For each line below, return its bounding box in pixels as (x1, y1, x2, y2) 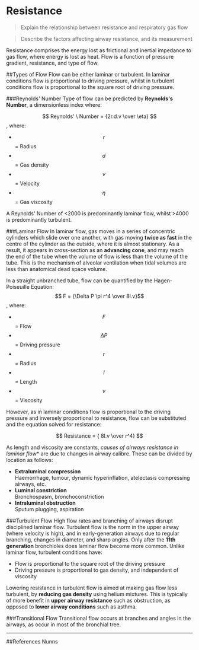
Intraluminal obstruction (14, 499, 76, 506)
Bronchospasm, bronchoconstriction (14, 493, 104, 500)
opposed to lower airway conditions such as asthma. (6, 603, 137, 610)
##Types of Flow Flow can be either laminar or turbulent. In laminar (6, 71, 171, 78)
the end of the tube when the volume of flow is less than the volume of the (6, 253, 188, 260)
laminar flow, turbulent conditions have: (6, 549, 102, 556)
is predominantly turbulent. (6, 216, 72, 223)
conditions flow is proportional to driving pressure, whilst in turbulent (6, 77, 175, 84)
